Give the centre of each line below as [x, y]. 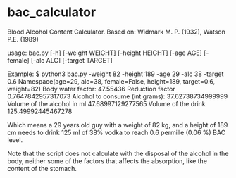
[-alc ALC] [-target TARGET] [72, 60]
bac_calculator [52, 12]
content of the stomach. [42, 168]
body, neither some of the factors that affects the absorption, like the [107, 161]
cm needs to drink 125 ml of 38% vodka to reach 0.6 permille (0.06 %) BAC [117, 132]
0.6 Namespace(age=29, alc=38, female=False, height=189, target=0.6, [111, 81]
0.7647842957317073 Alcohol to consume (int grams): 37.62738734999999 [118, 96]
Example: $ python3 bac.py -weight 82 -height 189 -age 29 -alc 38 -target [116, 74]
